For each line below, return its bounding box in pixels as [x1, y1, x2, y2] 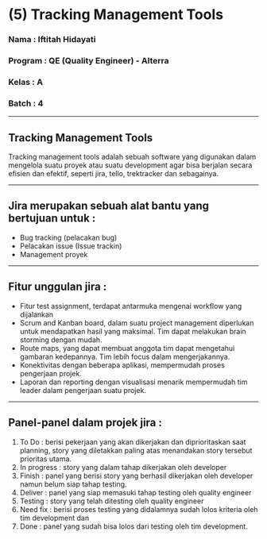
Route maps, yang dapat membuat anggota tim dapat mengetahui [19, 343, 235, 352]
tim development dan [19, 513, 90, 522]
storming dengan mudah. [19, 335, 103, 345]
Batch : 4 [8, 98, 44, 109]
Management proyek [19, 249, 88, 259]
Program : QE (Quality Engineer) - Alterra [8, 56, 169, 67]
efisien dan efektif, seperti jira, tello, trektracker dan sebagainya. [8, 169, 219, 179]
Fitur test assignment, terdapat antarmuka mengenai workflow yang [19, 301, 242, 310]
